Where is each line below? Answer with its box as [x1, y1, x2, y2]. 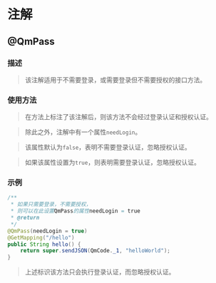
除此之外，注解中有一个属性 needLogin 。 [24, 128, 142, 136]
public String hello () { [7, 240, 81, 248]
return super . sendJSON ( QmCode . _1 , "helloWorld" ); [20, 247, 171, 254]
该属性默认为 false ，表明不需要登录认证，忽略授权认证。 [24, 143, 191, 152]
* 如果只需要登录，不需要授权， [10, 201, 91, 208]
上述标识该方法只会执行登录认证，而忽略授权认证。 [24, 268, 175, 277]
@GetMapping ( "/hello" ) [7, 234, 75, 241]
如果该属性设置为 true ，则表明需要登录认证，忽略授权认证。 [24, 158, 201, 167]
